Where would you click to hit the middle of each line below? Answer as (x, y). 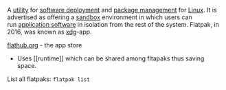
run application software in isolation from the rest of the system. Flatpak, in (113, 24)
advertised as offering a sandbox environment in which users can (100, 17)
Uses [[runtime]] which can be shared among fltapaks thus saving (111, 58)
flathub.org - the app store (45, 45)
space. (26, 66)
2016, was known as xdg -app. (49, 32)
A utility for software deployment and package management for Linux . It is (112, 10)
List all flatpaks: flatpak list (49, 79)
